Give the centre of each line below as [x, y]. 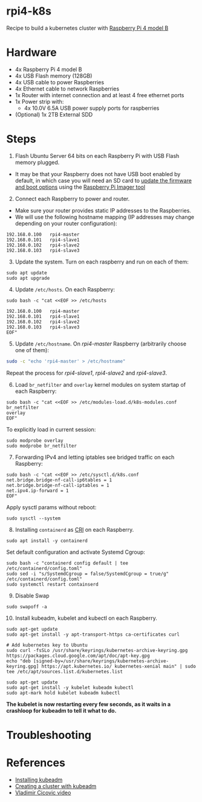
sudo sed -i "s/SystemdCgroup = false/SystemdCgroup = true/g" [88, 574]
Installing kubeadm [39, 780]
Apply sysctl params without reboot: [51, 507]
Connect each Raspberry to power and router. [72, 199]
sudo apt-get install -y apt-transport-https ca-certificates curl [93, 634]
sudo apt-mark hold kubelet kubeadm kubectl [63, 693]
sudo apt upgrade [28, 278]
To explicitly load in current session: [51, 429]
